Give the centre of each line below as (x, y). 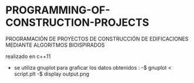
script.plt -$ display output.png (52, 74)
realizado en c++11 (28, 56)
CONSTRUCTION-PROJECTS (77, 23)
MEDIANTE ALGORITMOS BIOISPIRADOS (55, 45)
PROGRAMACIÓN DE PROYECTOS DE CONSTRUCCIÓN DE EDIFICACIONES (97, 39)
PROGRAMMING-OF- (58, 10)
